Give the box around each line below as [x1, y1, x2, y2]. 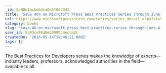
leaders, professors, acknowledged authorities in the [23, 58, 130, 64]
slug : [5, 26, 16, 31]
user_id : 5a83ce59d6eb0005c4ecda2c [5, 30, 79, 35]
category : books [5, 21, 39, 26]
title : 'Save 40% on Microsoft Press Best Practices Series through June [5, 12, 161, 17]
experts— [140, 53, 161, 59]
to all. [24, 63, 36, 69]
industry [5, 58, 22, 64]
